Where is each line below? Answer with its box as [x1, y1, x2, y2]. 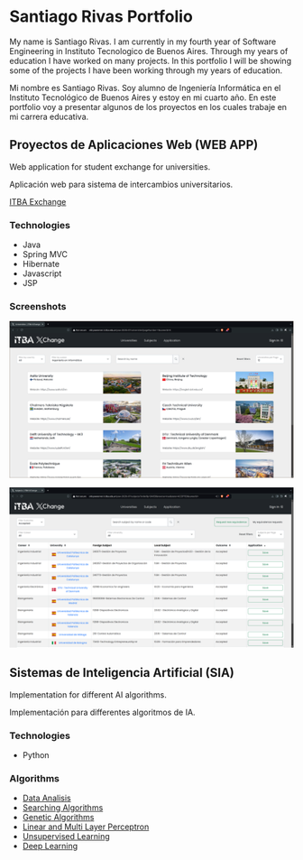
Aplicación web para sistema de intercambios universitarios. [9, 179, 234, 190]
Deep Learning [22, 841, 78, 852]
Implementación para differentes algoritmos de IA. [9, 707, 196, 717]
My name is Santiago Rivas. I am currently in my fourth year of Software [9, 36, 277, 47]
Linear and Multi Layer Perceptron [22, 821, 150, 832]
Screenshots [9, 300, 67, 312]
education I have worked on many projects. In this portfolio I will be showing [9, 55, 291, 66]
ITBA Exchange [9, 196, 67, 207]
